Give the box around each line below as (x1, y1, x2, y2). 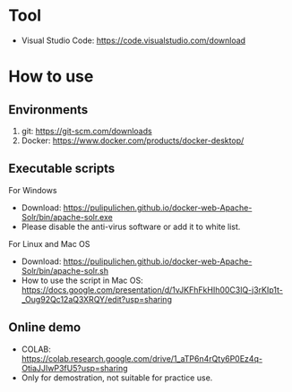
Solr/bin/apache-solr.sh (21, 265, 109, 276)
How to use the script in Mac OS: (21, 275, 144, 285)
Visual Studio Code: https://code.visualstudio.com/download (21, 35, 246, 46)
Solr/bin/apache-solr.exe (21, 211, 113, 222)
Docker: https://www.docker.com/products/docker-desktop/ (21, 135, 245, 146)
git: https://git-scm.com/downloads (21, 125, 153, 136)
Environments (8, 102, 89, 117)
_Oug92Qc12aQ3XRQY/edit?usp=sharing (21, 294, 172, 304)
